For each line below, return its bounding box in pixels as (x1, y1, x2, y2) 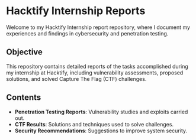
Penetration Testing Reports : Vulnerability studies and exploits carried (14, 108, 188, 115)
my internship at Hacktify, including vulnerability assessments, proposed (6, 69, 184, 76)
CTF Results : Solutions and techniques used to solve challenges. (14, 121, 173, 128)
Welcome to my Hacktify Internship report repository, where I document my (6, 24, 191, 31)
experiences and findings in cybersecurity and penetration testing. (6, 30, 169, 37)
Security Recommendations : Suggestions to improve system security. (14, 127, 188, 134)
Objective (6, 47, 43, 57)
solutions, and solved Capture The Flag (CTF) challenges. (6, 75, 147, 82)
